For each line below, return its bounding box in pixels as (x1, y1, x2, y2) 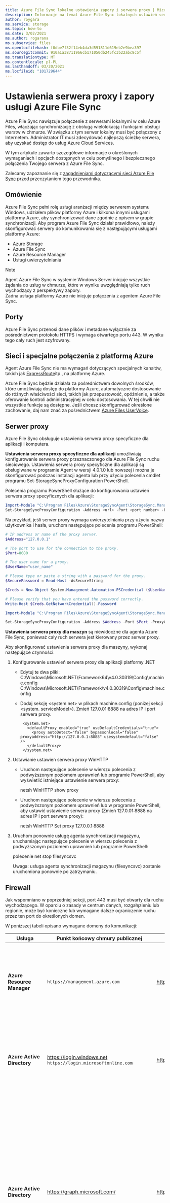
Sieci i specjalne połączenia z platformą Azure (5, 351, 153, 360)
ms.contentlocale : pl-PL (5, 59, 58, 64)
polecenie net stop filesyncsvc (12, 853, 77, 859)
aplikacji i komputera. (5, 441, 50, 447)
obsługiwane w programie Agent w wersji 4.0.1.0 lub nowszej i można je (5, 467, 155, 473)
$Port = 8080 (5, 550, 28, 556)
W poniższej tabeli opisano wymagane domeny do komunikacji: (5, 923, 138, 929)
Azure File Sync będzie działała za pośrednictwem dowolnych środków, (5, 380, 154, 386)
